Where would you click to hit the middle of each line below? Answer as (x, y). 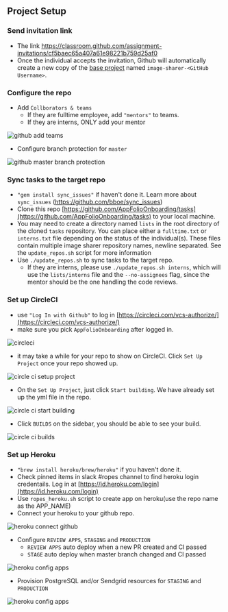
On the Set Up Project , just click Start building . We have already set (115, 389)
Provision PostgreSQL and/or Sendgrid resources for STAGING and (109, 580)
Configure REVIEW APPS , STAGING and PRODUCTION (84, 539)
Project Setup (37, 11)
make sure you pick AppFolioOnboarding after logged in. (95, 329)
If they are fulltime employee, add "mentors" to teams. (103, 114)
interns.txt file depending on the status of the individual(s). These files (119, 238)
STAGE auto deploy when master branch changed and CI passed (117, 554)
